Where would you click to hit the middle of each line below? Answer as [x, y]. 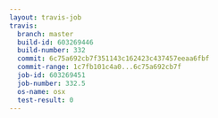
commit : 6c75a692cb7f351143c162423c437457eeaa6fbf [113, 59]
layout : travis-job [46, 17]
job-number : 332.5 [52, 83]
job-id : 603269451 [52, 75]
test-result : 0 [46, 100]
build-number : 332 [52, 51]
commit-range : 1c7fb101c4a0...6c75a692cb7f [99, 67]
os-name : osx [42, 91]
